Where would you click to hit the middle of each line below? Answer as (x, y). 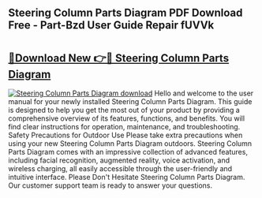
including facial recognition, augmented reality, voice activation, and (119, 160)
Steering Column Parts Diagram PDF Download (125, 13)
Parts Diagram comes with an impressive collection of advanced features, (128, 152)
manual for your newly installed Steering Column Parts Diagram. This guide (130, 101)
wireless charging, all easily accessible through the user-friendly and (120, 168)
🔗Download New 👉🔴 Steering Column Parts (119, 58)
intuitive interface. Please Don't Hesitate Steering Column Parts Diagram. (127, 177)
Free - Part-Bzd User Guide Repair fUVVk (111, 26)
